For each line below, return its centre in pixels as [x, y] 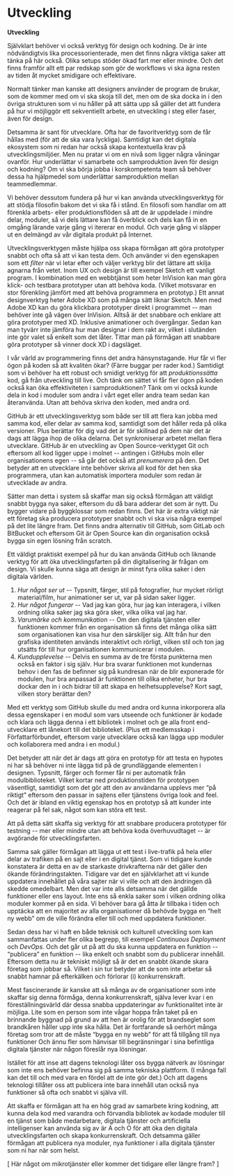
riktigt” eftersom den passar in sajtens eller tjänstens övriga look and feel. [113, 795]
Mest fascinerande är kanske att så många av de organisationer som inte [111, 989]
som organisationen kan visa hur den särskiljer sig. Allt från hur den [114, 634]
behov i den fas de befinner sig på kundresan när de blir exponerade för [121, 671]
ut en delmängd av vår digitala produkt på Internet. [80, 234]
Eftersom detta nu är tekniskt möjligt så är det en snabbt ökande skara [108, 961]
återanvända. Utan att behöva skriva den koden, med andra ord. [99, 402]
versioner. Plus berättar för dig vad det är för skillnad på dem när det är [109, 431]
